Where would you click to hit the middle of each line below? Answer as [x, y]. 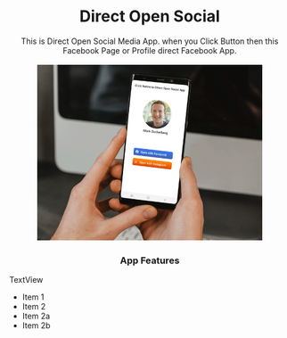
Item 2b [36, 326]
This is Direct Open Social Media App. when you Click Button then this [150, 41]
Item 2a [36, 316]
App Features [150, 260]
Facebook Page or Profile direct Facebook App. [150, 50]
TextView [26, 280]
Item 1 [33, 297]
